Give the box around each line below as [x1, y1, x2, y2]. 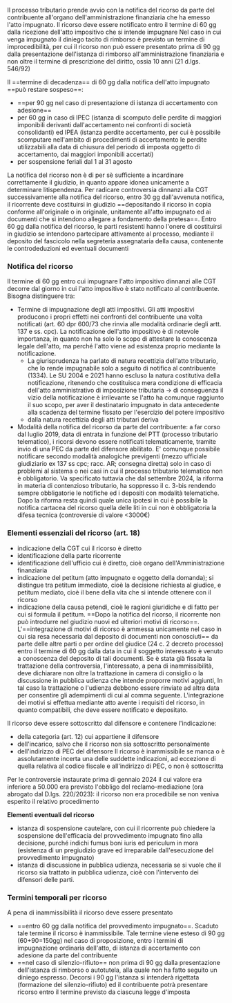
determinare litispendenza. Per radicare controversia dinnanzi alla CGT [7, 186, 209, 194]
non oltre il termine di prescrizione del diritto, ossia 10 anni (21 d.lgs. [7, 57, 201, 65]
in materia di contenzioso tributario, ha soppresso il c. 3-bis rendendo [17, 482, 216, 490]
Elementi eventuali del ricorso [7, 810, 95, 818]
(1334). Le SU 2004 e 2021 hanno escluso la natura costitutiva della [27, 371, 220, 379]
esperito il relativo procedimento [7, 797, 99, 805]
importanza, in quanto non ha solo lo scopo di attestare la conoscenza [17, 335, 217, 343]
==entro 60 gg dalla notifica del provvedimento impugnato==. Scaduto [17, 921, 219, 930]
